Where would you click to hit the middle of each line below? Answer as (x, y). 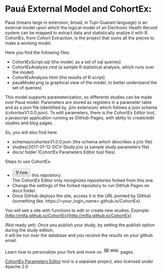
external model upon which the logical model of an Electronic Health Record (81, 27)
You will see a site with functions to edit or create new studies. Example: (77, 210)
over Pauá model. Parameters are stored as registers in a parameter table (79, 102)
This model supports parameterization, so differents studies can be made (79, 97)
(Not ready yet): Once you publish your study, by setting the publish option (80, 225)
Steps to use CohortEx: (28, 161)
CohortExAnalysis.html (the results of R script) (59, 77)
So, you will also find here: (32, 132)
